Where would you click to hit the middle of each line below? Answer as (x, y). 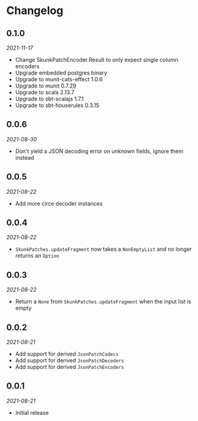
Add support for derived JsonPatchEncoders (69, 367)
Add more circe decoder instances (59, 203)
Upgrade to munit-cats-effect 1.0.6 (59, 79)
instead (25, 157)
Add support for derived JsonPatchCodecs (67, 354)
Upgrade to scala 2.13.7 (45, 92)
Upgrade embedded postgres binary (61, 73)
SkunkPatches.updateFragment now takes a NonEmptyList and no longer (104, 249)
